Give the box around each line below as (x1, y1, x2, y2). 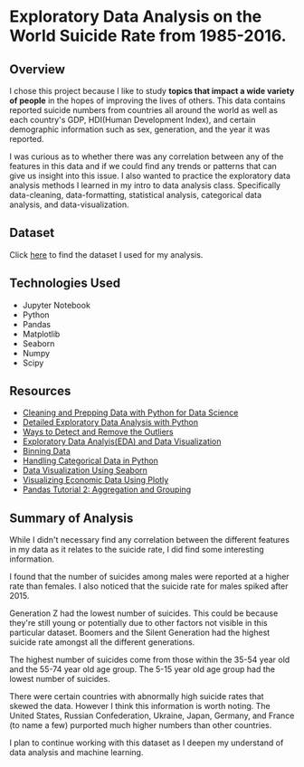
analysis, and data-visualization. (9, 199, 129, 210)
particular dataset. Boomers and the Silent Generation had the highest (9, 627, 271, 639)
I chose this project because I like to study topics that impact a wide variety (9, 86, 295, 96)
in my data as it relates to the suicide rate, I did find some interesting (9, 544, 264, 555)
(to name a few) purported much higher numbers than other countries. (9, 720, 272, 731)
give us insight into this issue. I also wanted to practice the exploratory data (9, 170, 291, 181)
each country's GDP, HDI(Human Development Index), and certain (9, 115, 256, 125)
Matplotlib (22, 328, 61, 339)
